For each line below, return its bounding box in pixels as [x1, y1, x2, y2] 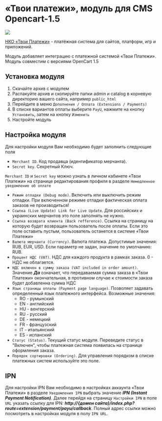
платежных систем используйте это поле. [12, 358, 100, 363]
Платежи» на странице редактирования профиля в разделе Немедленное [5, 178, 155, 184]
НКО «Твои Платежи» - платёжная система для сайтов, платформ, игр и [5, 39, 156, 44]
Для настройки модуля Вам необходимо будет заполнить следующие [5, 143, 152, 149]
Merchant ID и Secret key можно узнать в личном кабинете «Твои [5, 173, 142, 179]
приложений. [5, 43, 33, 49]
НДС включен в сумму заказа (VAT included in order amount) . [12, 264, 138, 270]
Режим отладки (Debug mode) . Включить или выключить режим [12, 192, 141, 198]
